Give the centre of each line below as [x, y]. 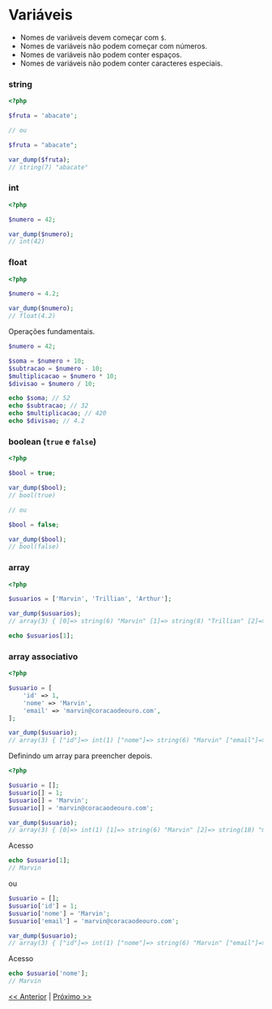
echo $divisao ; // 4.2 [47, 421]
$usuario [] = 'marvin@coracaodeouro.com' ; [81, 808]
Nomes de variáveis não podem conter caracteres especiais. [121, 63]
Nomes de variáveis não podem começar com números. [114, 45]
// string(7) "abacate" [49, 167]
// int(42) [27, 242]
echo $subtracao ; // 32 [49, 406]
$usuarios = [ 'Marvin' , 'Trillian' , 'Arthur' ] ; [90, 599]
